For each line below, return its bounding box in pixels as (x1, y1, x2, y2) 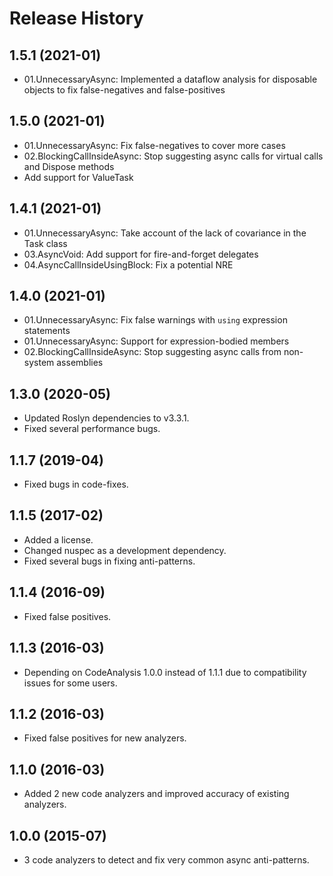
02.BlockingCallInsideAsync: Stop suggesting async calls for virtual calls (23, 150, 324, 162)
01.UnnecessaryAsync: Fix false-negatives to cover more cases (23, 139, 286, 151)
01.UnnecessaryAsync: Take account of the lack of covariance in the (23, 227, 307, 239)
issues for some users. (23, 677, 118, 689)
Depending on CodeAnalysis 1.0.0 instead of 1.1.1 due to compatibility (23, 666, 307, 678)
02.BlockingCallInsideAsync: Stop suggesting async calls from (23, 346, 282, 358)
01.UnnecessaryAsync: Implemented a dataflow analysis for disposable (23, 73, 318, 85)
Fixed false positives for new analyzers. (23, 732, 187, 744)
